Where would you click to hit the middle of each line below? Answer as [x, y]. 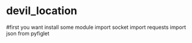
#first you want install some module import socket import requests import [96, 27]
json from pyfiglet [28, 33]
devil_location [42, 11]
